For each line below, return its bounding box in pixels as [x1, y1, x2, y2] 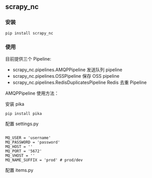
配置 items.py [5, 167, 34, 173]
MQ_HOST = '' [5, 144, 33, 149]
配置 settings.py [5, 121, 39, 127]
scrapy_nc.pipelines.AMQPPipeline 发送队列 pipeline [12, 67, 123, 73]
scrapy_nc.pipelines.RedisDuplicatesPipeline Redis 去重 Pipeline [12, 79, 147, 85]
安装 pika [5, 101, 24, 107]
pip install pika [5, 111, 42, 116]
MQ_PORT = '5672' [5, 149, 42, 154]
